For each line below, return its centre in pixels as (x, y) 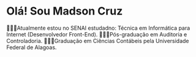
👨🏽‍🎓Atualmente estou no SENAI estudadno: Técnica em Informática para (98, 28)
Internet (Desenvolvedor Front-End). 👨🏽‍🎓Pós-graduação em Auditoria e (97, 34)
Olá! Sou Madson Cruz (65, 11)
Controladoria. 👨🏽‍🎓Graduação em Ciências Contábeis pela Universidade (98, 41)
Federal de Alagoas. (32, 47)
